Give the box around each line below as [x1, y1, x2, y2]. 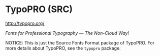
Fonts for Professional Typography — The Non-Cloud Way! [5, 30, 130, 36]
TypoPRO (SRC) [5, 4, 73, 15]
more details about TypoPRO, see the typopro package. [5, 45, 121, 51]
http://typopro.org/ [5, 20, 45, 26]
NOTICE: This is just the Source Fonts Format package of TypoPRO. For [5, 39, 155, 46]
